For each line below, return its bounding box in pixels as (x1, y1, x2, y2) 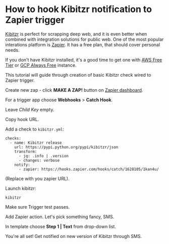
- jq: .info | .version (18, 153, 69, 158)
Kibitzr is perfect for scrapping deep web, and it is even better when (5, 31, 147, 37)
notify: (14, 162, 30, 167)
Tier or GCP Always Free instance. (5, 62, 77, 68)
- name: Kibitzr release (10, 140, 62, 145)
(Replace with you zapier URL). (5, 175, 70, 181)
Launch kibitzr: (5, 185, 36, 191)
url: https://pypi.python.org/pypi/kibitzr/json (14, 145, 119, 150)
